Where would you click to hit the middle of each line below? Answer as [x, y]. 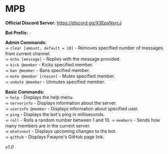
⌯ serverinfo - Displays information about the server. [61, 103]
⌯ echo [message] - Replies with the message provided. [63, 59]
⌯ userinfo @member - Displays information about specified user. [72, 108]
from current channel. [28, 53]
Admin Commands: [26, 42]
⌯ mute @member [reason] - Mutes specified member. [60, 76]
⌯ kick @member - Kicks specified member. [49, 64]
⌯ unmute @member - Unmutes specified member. [55, 82]
